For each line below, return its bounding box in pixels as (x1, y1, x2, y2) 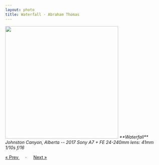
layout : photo (5, 7, 35, 12)
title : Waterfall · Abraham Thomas (5, 12, 80, 17)
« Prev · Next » (5, 154, 47, 160)
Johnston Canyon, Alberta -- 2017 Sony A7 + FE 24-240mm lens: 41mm (5, 139, 154, 145)
